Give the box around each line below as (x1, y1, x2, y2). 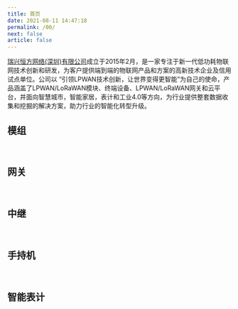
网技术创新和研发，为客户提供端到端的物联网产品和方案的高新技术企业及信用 (7, 66, 232, 75)
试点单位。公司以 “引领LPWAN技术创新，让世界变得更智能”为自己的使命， (7, 75, 224, 84)
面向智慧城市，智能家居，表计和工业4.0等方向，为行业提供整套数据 (26, 93, 222, 102)
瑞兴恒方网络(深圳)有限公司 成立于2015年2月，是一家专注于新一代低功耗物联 (7, 58, 229, 66)
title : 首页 (7, 10, 40, 18)
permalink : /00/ (7, 23, 55, 31)
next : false (7, 30, 43, 38)
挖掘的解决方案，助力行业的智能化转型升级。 (19, 102, 151, 110)
